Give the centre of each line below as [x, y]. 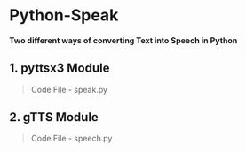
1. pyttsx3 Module [60, 68]
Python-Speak [64, 15]
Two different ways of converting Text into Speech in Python [123, 40]
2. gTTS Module [54, 117]
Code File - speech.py [71, 139]
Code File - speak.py [69, 89]
